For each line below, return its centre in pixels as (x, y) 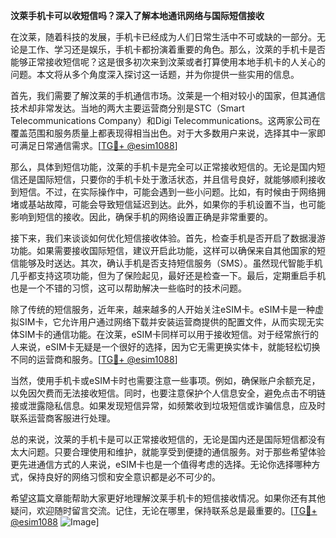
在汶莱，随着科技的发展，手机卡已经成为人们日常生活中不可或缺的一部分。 (163, 37)
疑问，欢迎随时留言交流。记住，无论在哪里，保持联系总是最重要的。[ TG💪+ (164, 510)
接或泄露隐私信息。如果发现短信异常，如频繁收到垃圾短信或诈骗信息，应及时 (168, 405)
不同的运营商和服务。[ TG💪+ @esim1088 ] (94, 359)
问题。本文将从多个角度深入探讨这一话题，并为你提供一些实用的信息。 (155, 74)
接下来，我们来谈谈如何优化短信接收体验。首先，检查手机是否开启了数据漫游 (168, 238)
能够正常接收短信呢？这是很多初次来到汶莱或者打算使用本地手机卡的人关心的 (168, 62)
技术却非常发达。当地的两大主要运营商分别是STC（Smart (127, 108)
